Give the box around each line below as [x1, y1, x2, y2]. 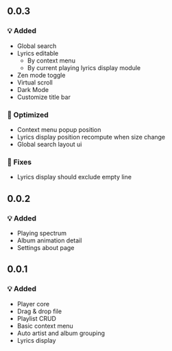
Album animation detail [16, 236, 82, 245]
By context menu [27, 56, 75, 65]
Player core [16, 299, 50, 308]
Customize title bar [16, 93, 71, 101]
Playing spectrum [16, 229, 67, 237]
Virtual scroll [16, 78, 53, 87]
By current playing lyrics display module [27, 63, 141, 71]
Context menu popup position [16, 125, 101, 133]
